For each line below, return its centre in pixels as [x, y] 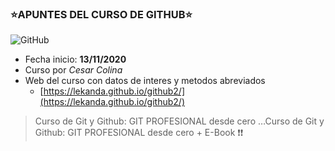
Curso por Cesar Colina [73, 70]
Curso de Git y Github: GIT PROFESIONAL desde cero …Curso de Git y [179, 121]
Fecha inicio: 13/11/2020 [75, 59]
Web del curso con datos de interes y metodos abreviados [145, 81]
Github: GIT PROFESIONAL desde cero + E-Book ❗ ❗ [139, 133]
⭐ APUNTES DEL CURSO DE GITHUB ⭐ [101, 14]
